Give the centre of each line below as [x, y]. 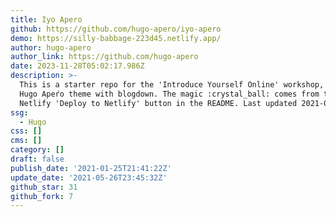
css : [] [26, 131]
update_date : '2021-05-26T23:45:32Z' [89, 177]
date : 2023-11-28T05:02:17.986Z [77, 66]
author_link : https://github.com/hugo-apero [104, 57]
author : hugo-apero [51, 47]
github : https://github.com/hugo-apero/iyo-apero [116, 29]
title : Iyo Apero [46, 19]
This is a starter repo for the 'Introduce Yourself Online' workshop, [172, 85]
